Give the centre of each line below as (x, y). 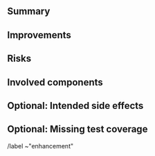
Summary (29, 11)
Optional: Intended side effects (75, 106)
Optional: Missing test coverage (77, 129)
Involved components (55, 82)
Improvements (39, 35)
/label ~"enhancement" (40, 146)
